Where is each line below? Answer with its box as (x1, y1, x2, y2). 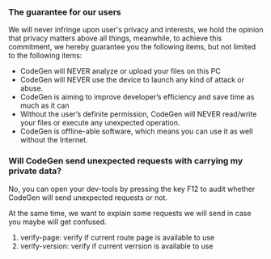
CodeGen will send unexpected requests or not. (8, 193, 168, 202)
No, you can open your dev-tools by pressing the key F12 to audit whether (8, 184, 256, 193)
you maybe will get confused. (8, 217, 107, 227)
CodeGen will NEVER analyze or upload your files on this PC (19, 66, 221, 76)
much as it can (19, 100, 70, 111)
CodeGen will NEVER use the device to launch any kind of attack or (19, 75, 245, 85)
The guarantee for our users (8, 6, 121, 18)
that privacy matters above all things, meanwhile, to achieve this (8, 33, 222, 43)
